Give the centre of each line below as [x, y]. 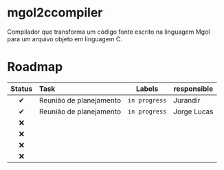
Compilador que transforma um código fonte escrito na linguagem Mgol [109, 32]
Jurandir [187, 100]
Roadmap [35, 67]
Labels [147, 89]
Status [22, 89]
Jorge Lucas [193, 111]
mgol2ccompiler [55, 13]
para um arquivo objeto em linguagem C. [65, 39]
